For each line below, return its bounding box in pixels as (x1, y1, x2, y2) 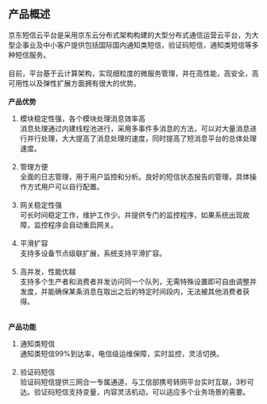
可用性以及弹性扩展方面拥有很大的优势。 (8, 78, 141, 87)
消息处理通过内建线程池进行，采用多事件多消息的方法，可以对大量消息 (19, 123, 250, 133)
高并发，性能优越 (19, 266, 76, 276)
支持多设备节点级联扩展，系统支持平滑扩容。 (19, 248, 167, 258)
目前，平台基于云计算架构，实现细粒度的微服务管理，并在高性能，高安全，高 (8, 68, 259, 78)
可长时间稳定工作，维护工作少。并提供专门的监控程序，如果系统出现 (19, 210, 243, 219)
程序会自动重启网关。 (47, 219, 118, 229)
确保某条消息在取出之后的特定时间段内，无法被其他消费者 (54, 286, 243, 296)
